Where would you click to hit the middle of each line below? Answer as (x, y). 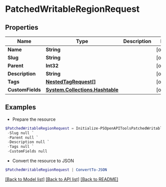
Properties (22, 27)
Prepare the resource (34, 119)
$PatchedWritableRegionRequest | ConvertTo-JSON (56, 170)
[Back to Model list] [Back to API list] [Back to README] (62, 179)
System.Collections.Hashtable (82, 90)
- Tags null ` (21, 147)
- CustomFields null (27, 151)
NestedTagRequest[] (71, 82)
